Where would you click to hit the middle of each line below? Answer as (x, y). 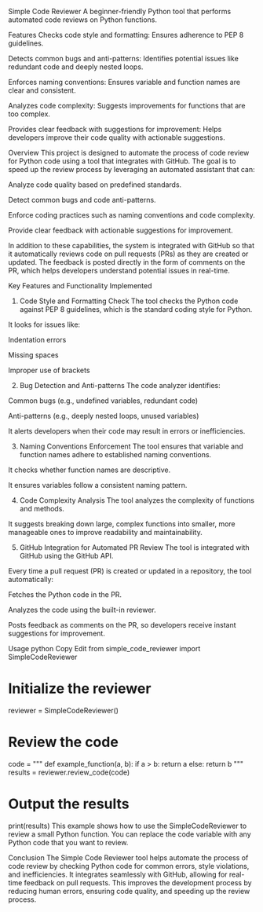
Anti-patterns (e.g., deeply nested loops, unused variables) (104, 416)
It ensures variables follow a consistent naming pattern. (98, 485)
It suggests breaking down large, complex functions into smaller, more (122, 524)
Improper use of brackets (49, 370)
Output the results (69, 804)
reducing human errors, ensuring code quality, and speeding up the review (129, 891)
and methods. (42, 509)
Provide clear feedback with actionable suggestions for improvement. (121, 230)
